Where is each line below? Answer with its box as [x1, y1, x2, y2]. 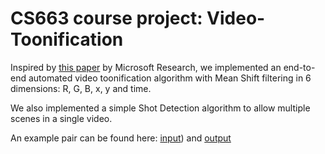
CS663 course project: [10, 7, 203, 30]
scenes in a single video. [10, 112, 113, 124]
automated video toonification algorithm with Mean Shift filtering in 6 [28, 72, 312, 84]
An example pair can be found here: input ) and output [10, 132, 232, 144]
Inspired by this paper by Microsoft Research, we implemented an [10, 61, 282, 73]
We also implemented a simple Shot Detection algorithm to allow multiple [10, 102, 311, 114]
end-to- [283, 61, 316, 73]
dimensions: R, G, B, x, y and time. [10, 82, 152, 94]
